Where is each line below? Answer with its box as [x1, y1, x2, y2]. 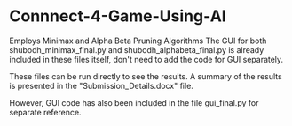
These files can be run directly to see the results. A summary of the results [9, 70, 282, 81]
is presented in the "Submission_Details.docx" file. [9, 80, 193, 91]
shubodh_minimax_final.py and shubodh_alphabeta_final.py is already [9, 44, 264, 55]
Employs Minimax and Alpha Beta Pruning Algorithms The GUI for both [9, 35, 267, 46]
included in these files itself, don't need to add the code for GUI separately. [9, 54, 284, 64]
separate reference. [9, 107, 82, 117]
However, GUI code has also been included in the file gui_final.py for [9, 97, 259, 107]
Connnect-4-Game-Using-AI [9, 6, 226, 26]
